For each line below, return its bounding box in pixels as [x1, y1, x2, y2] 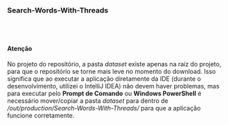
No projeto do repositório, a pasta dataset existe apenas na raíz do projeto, [7, 59, 222, 68]
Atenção [7, 44, 33, 52]
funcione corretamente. [7, 111, 75, 119]
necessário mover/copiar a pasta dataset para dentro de [7, 96, 168, 105]
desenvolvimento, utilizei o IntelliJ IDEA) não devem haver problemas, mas [7, 81, 220, 90]
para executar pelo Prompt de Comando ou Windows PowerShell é [7, 89, 202, 97]
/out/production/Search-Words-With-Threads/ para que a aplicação [7, 104, 201, 112]
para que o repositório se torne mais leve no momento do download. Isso [7, 67, 216, 75]
